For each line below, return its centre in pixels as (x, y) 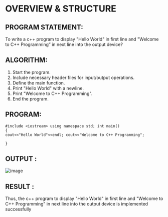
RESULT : (20, 186)
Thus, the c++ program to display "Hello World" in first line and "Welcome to (84, 198)
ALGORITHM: (26, 60)
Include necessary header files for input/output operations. (73, 77)
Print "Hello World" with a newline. (48, 88)
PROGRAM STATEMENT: (44, 27)
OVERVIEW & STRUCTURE (61, 9)
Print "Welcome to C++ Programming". (52, 93)
